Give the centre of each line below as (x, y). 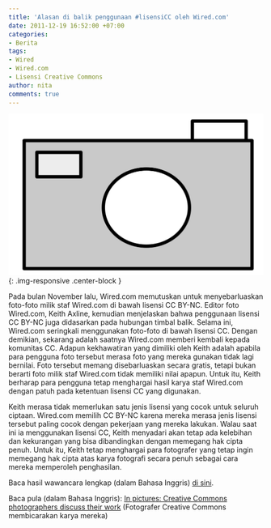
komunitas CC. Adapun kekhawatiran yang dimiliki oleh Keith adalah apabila (135, 347)
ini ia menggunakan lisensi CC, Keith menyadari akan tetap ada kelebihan (130, 432)
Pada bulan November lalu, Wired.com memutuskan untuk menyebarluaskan (136, 296)
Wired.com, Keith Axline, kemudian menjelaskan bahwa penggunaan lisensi (134, 313)
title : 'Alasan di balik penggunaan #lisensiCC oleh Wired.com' (119, 17)
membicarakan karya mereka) (58, 515)
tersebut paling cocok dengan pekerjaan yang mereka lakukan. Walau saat (133, 424)
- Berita (23, 43)
